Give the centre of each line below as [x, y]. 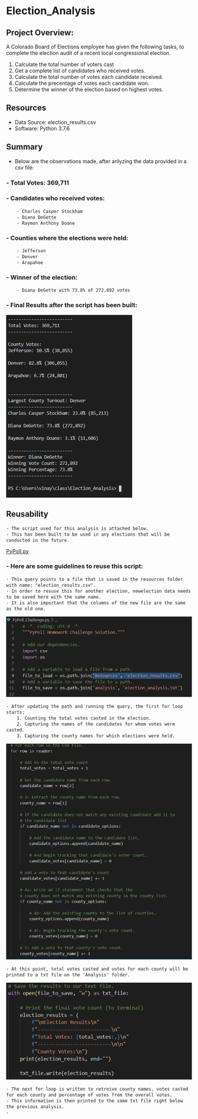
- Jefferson [31, 251]
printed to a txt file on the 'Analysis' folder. [68, 975]
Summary [24, 147]
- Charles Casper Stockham [50, 211]
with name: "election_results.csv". [51, 585]
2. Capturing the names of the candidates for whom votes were [96, 724]
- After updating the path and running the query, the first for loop [95, 706]
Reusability [27, 514]
